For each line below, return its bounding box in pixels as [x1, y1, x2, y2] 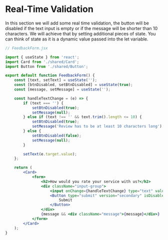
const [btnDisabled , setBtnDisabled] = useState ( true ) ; [14, 82, 133, 87]
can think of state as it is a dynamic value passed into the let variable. [5, 36, 148, 42]
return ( [14, 165, 32, 170]
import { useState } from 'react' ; [5, 54, 79, 59]
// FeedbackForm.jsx [5, 45, 48, 50]
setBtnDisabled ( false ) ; [31, 133, 81, 138]
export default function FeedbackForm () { [5, 73, 95, 78]
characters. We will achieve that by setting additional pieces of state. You [5, 30, 156, 36]
